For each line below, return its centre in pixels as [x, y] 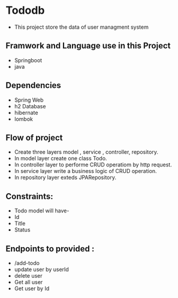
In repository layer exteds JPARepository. [65, 178]
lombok [24, 119]
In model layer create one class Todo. [61, 159]
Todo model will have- [42, 211]
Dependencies [33, 85]
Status [22, 230]
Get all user [28, 282]
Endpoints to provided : [50, 249]
